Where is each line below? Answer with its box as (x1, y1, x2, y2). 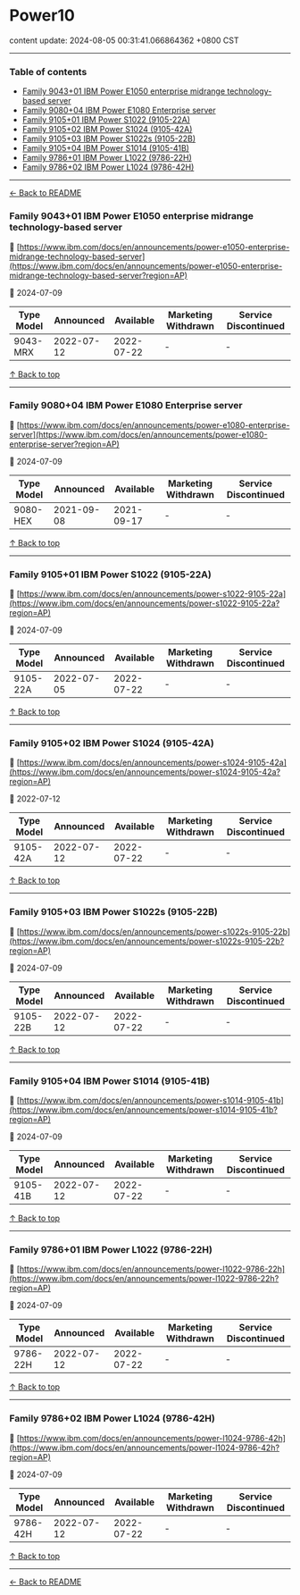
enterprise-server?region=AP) (9, 439, 121, 449)
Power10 (9, 5, 76, 26)
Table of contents (9, 65, 87, 78)
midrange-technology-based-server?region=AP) (9, 270, 187, 281)
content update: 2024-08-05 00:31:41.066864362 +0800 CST (9, 35, 239, 46)
